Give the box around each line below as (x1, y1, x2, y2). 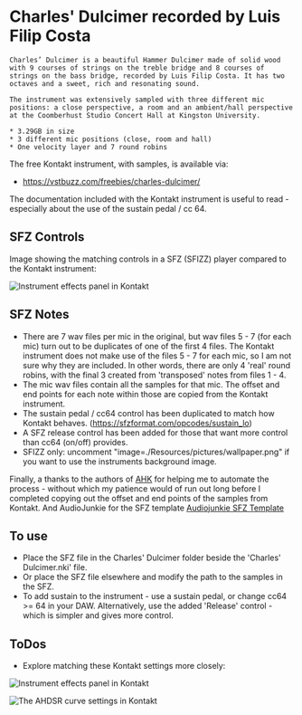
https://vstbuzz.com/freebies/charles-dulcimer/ (22, 176, 201, 186)
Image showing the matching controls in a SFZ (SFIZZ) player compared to (9, 253, 287, 264)
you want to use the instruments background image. (22, 455, 217, 467)
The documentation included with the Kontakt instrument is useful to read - (9, 193, 289, 205)
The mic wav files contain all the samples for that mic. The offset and (22, 378, 280, 390)
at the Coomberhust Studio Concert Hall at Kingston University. (9, 110, 260, 119)
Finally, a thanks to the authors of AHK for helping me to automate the (9, 473, 269, 484)
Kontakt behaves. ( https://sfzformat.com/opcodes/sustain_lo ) (22, 417, 253, 428)
